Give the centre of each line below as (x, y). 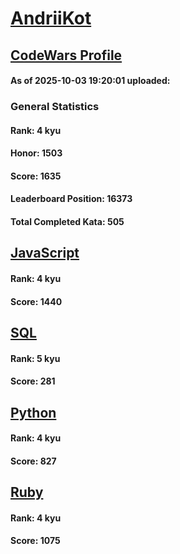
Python (33, 412)
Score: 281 (33, 381)
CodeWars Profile (66, 55)
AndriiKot (51, 18)
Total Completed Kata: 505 (67, 222)
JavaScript (45, 253)
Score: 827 (33, 461)
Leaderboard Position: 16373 (71, 199)
